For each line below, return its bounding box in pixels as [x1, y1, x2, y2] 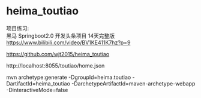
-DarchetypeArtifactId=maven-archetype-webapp [71, 79, 196, 87]
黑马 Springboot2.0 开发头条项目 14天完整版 [6, 32, 115, 39]
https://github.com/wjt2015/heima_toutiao [6, 50, 110, 57]
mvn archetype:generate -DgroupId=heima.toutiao [6, 73, 131, 81]
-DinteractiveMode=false [6, 86, 68, 93]
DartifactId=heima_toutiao [6, 79, 71, 87]
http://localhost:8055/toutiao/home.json [6, 62, 105, 69]
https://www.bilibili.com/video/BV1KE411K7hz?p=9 [6, 39, 131, 46]
